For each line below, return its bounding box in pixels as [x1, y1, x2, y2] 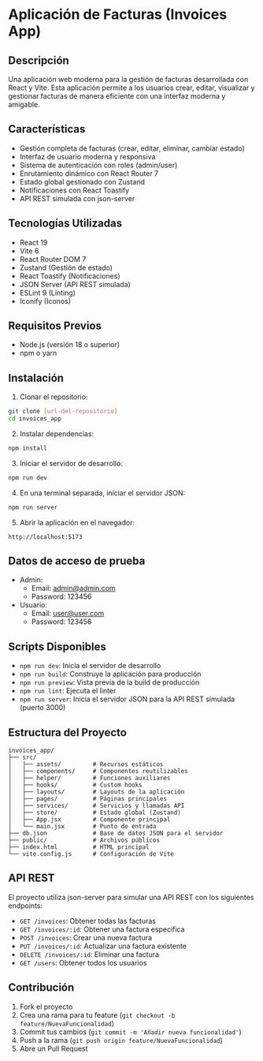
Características [8, 122, 86, 136]
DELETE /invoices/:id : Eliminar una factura [19, 949, 160, 959]
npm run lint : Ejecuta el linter [19, 686, 117, 696]
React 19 [19, 237, 48, 247]
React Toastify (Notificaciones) [19, 271, 120, 281]
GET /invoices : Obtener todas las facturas [19, 916, 156, 925]
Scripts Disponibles [8, 640, 106, 653]
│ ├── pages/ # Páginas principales [8, 795, 168, 803]
